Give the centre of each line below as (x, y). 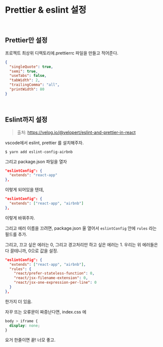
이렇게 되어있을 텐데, (25, 190)
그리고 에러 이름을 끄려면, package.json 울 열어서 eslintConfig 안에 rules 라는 (81, 228)
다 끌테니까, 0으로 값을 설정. (32, 251)
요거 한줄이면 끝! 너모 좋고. (30, 340)
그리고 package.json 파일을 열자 (36, 162)
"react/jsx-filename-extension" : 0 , (51, 278)
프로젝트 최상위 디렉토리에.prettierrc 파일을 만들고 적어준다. (62, 53)
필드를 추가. (16, 234)
